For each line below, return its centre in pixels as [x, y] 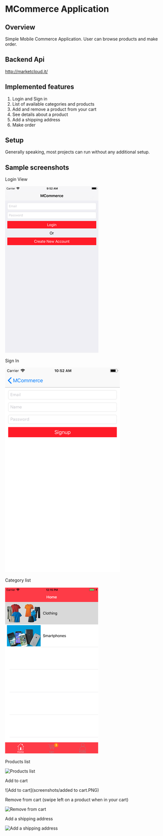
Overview [20, 27]
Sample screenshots [37, 167]
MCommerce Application [57, 9]
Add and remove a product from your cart [54, 109]
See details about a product [40, 114]
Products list [18, 762]
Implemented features [40, 87]
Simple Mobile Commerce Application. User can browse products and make [81, 39]
